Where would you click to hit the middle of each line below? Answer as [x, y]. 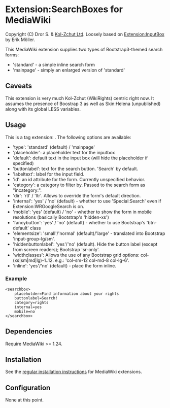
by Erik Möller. [20, 40]
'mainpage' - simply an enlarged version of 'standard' [69, 70]
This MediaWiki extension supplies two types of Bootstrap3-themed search [84, 49]
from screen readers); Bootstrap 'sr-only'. [56, 249]
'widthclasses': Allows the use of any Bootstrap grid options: [76, 255]
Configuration [28, 387]
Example [16, 279]
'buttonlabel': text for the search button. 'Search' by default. [75, 168]
